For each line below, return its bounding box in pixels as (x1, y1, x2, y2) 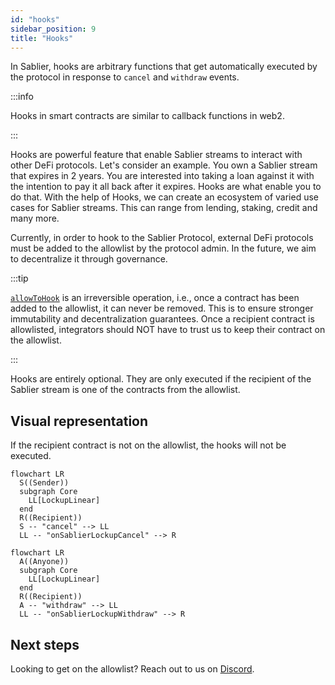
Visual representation (10, 412, 149, 430)
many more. (10, 212, 60, 225)
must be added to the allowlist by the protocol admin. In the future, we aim (10, 242, 317, 255)
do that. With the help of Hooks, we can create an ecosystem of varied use (10, 191, 320, 203)
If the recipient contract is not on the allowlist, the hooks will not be (10, 439, 287, 451)
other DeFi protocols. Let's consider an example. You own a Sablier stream (10, 159, 318, 171)
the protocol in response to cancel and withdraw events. (10, 71, 240, 83)
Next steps (10, 636, 80, 653)
